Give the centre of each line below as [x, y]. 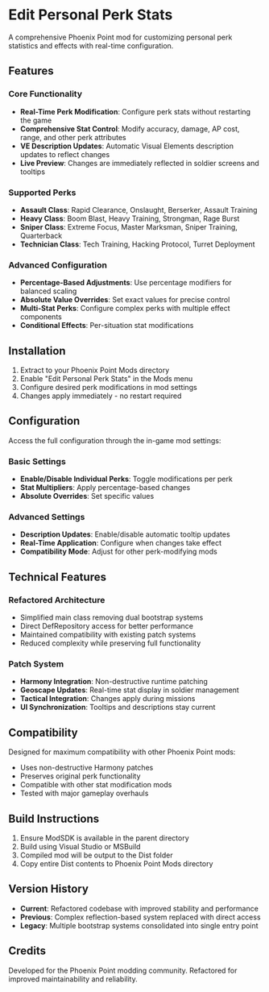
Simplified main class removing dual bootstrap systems [112, 617]
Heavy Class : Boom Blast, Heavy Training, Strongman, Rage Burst [130, 218]
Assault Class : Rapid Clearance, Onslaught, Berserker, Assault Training [139, 210]
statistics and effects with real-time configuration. [91, 45]
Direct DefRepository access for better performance [106, 626]
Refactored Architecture [57, 600]
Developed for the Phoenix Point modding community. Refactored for [123, 970]
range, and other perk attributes [73, 137]
